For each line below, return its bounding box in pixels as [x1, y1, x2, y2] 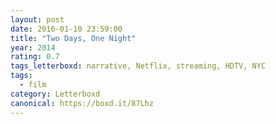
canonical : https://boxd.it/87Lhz [10, 98, 155, 108]
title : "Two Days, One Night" [10, 33, 137, 43]
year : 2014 [10, 42, 56, 53]
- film [19, 80, 47, 90]
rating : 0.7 [10, 52, 60, 62]
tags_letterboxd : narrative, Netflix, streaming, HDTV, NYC [10, 61, 267, 71]
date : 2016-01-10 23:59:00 [10, 24, 123, 34]
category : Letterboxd [10, 89, 101, 99]
